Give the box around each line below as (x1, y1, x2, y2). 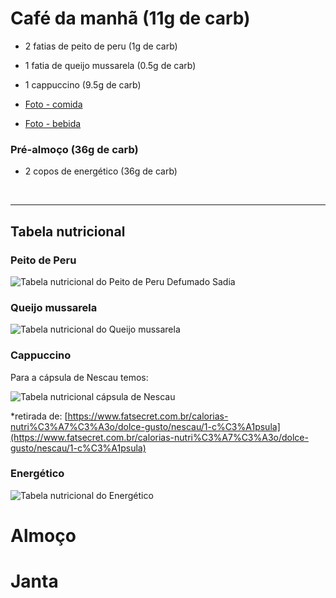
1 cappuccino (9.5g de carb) (24, 78, 142, 91)
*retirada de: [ (10, 410, 68, 422)
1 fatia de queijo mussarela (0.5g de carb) (24, 59, 197, 71)
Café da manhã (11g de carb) (10, 7, 251, 30)
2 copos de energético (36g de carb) (24, 165, 178, 177)
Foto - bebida (24, 117, 82, 129)
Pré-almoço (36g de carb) (10, 142, 139, 156)
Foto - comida (24, 98, 83, 110)
